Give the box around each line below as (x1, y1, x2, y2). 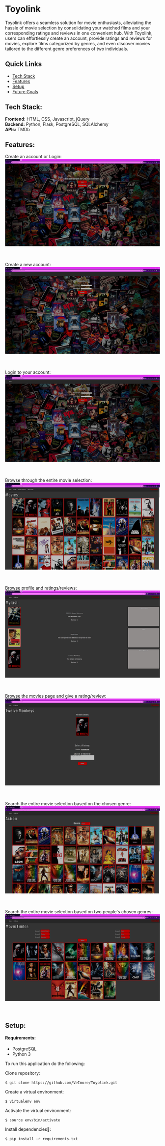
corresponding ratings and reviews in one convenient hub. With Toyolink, (5, 30, 153, 36)
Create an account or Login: (5, 154, 62, 160)
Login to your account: (5, 369, 51, 375)
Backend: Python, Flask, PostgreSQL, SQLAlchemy (5, 121, 109, 127)
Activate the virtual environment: (5, 1107, 71, 1113)
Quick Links (5, 60, 42, 68)
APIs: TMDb (5, 126, 30, 132)
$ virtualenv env (5, 1099, 41, 1104)
